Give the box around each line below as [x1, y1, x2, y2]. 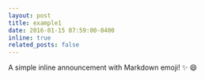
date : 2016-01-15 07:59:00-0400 [8, 26, 115, 34]
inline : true [8, 33, 51, 42]
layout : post [8, 11, 51, 20]
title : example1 [8, 19, 62, 27]
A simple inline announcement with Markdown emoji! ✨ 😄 [8, 63, 198, 72]
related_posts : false [8, 41, 80, 49]
